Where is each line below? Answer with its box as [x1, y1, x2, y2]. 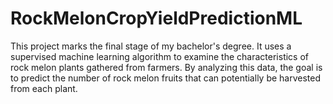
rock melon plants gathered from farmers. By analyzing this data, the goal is [10, 61, 323, 73]
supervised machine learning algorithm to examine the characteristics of [10, 50, 310, 62]
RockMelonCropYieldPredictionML [10, 7, 303, 30]
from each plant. [10, 82, 78, 94]
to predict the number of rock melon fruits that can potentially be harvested [10, 72, 322, 84]
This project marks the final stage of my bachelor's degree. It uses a [10, 40, 292, 52]
